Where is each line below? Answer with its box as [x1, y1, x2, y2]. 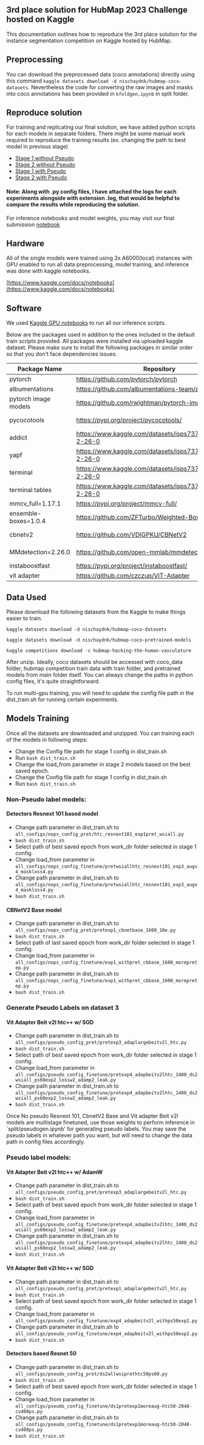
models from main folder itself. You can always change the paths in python [6, 671, 193, 679]
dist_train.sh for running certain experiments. [6, 696, 119, 703]
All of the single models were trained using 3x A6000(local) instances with [6, 254, 192, 262]
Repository [143, 365, 176, 373]
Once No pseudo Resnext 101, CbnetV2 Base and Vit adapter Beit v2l [6, 1112, 178, 1120]
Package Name [17, 365, 63, 373]
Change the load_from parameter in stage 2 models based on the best [15, 760, 191, 768]
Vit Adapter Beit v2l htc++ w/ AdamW [6, 1168, 103, 1176]
